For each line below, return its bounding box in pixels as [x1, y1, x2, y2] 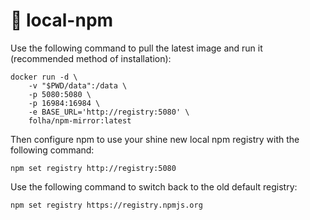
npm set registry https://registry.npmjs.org [10, 200, 203, 210]
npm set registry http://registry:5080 [10, 163, 177, 173]
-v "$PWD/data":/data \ [28, 80, 128, 91]
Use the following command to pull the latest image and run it [10, 42, 263, 54]
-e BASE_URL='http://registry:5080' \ [28, 107, 190, 117]
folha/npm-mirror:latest [28, 115, 132, 126]
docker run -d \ [10, 72, 78, 82]
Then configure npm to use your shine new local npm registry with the [10, 133, 300, 145]
